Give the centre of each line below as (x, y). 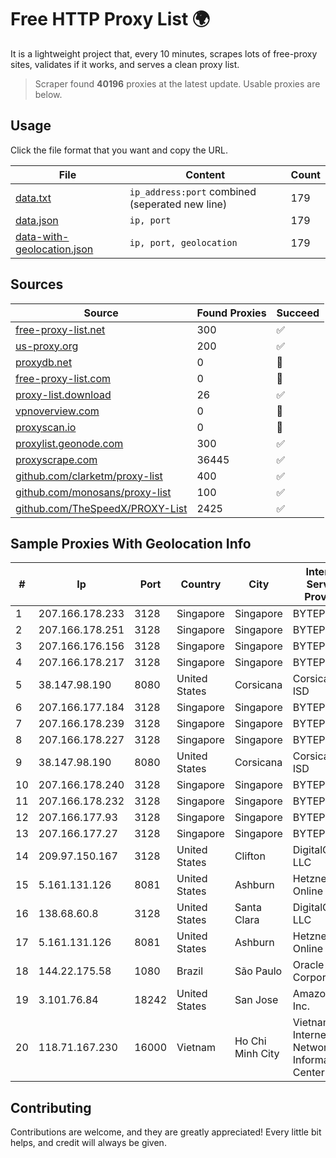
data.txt (33, 198)
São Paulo (258, 971)
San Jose (256, 1000)
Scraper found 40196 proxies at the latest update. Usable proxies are (177, 83)
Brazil (190, 971)
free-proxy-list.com (63, 378)
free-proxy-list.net (60, 329)
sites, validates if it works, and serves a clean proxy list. (125, 64)
